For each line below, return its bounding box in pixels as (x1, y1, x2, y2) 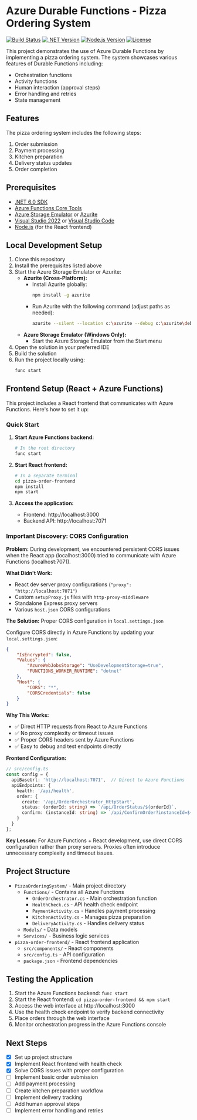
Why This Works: (6, 712, 49, 719)
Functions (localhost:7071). (6, 558, 72, 565)
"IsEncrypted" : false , (16, 652, 72, 657)
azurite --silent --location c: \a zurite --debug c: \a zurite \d (32, 321, 188, 327)
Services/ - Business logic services (23, 932, 110, 939)
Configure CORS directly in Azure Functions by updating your (6, 629, 154, 636)
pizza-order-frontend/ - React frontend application (14, 938, 140, 945)
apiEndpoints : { (11, 782, 51, 788)
